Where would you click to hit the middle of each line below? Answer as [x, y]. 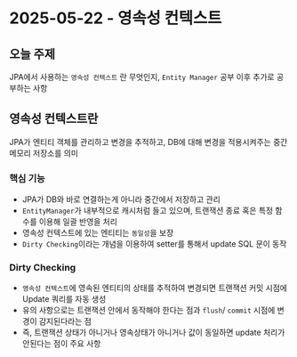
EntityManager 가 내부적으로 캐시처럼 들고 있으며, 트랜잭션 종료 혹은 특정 [148, 211]
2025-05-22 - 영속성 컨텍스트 [116, 18]
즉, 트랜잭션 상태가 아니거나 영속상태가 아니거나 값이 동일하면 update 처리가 [153, 333]
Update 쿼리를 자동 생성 [64, 299]
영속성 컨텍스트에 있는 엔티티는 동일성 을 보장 [98, 233]
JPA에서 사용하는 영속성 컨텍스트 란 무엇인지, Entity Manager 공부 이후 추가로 [142, 77]
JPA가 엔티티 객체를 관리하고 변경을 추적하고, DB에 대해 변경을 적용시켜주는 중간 [148, 142]
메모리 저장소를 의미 [44, 153]
